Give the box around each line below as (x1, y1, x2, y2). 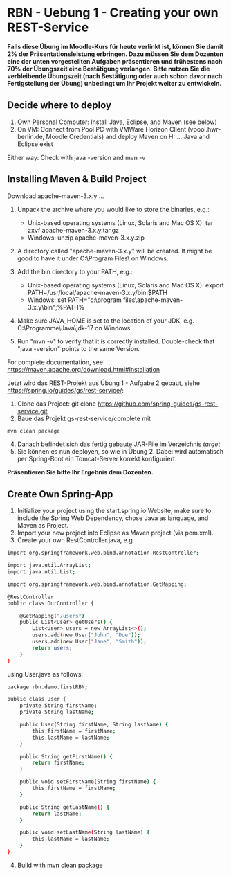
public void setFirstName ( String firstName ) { (19, 778, 156, 785)
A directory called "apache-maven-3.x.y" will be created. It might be (17, 247, 212, 255)
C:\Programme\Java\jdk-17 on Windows (17, 323, 131, 332)
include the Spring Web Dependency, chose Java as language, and (17, 514, 209, 522)
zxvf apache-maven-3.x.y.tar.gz (27, 226, 120, 234)
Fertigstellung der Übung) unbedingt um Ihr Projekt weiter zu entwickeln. (7, 79, 222, 87)
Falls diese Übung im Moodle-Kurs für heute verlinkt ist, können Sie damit (7, 42, 223, 51)
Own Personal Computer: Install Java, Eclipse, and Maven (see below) (17, 118, 218, 126)
